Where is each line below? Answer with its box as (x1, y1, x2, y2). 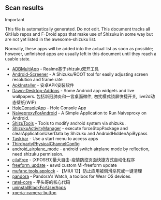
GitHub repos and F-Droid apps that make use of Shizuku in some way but (5, 31, 153, 37)
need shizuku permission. (12, 151, 64, 157)
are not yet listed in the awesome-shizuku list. (5, 36, 97, 42)
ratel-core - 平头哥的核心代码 (12, 179, 71, 185)
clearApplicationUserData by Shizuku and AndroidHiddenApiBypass (12, 130, 147, 136)
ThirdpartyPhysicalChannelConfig (12, 141, 80, 146)
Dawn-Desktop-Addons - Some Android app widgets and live (12, 87, 134, 93)
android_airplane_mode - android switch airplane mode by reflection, (12, 146, 150, 152)
